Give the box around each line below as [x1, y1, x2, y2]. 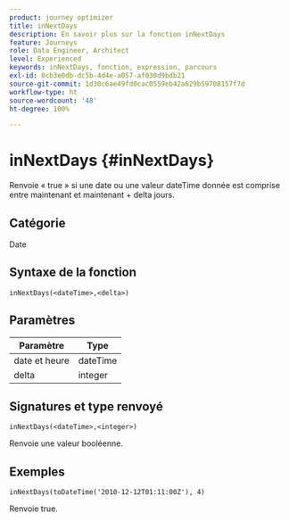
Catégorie [9, 215, 66, 230]
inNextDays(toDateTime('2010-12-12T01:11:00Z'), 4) [9, 488, 205, 497]
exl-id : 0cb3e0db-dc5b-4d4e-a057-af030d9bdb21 [9, 71, 186, 80]
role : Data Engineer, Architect [9, 46, 129, 55]
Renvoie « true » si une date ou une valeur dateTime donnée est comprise [9, 180, 281, 191]
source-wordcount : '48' [9, 95, 98, 105]
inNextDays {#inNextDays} [9, 151, 215, 170]
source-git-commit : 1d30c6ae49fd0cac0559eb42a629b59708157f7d [9, 79, 245, 88]
